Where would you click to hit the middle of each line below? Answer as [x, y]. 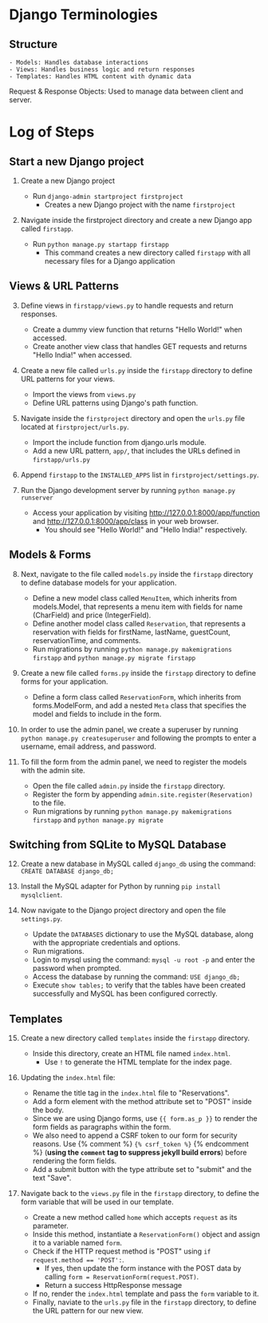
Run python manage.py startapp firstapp [101, 244]
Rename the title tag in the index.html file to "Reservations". [131, 1093]
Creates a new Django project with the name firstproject [140, 205]
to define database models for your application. [99, 582]
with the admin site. [53, 770]
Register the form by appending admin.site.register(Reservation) [143, 794]
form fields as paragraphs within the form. [102, 1127]
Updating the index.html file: [68, 1078]
